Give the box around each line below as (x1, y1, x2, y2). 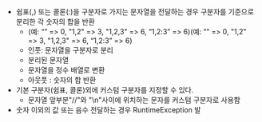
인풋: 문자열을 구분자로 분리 (27, 45, 113, 54)
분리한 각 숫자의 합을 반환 (15, 17, 96, 26)
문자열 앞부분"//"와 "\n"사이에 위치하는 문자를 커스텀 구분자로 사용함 (27, 95, 241, 104)
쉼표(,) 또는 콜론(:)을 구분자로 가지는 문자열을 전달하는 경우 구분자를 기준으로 (15, 7, 254, 16)
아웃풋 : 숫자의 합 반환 (27, 75, 97, 85)
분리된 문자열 (27, 55, 69, 65)
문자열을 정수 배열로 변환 (27, 65, 105, 74)
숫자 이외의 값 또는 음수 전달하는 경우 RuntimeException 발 (15, 105, 201, 114)
